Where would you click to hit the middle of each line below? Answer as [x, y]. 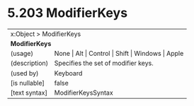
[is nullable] [27, 83]
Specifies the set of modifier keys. [104, 63]
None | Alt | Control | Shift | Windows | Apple [119, 54]
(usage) [22, 54]
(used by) [24, 73]
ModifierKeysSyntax [84, 93]
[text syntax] [29, 93]
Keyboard [68, 73]
